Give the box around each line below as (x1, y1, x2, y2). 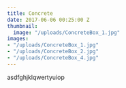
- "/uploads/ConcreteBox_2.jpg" (7, 48, 99, 55)
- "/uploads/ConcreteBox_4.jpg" (7, 55, 99, 61)
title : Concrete (7, 10, 53, 17)
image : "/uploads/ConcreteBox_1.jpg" (13, 29, 121, 36)
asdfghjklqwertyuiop (7, 73, 65, 81)
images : (7, 35, 29, 42)
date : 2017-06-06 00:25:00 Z (7, 16, 90, 23)
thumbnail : (7, 23, 38, 29)
